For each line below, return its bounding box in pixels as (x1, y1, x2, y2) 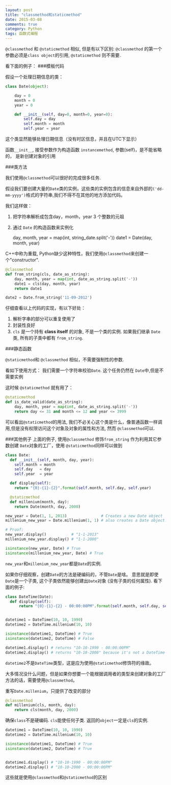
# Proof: (5, 527, 24, 532)
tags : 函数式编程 (5, 31, 38, 36)
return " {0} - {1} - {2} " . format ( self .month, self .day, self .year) (14, 485, 152, 491)
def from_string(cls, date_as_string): (5, 272, 90, 277)
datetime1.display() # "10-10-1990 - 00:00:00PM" (5, 760, 113, 765)
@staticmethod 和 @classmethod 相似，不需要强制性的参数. (5, 357, 124, 363)
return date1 (14, 286, 42, 291)
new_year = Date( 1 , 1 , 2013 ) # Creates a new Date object (5, 513, 163, 519)
